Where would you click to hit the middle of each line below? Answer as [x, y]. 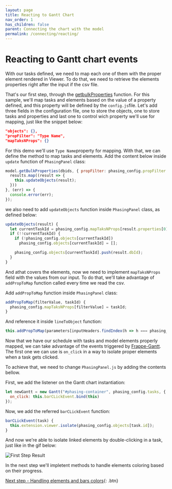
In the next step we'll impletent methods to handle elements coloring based [84, 465]
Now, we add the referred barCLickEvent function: [58, 411]
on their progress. [24, 471]
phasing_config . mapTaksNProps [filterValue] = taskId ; [68, 307]
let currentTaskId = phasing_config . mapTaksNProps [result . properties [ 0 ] [89, 229]
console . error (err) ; [32, 195]
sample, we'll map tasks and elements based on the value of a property [81, 100]
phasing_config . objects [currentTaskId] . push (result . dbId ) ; [79, 253]
